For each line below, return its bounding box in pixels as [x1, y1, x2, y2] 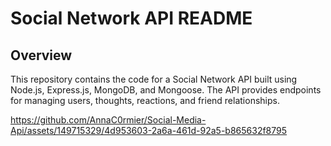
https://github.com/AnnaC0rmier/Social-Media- [10, 114, 207, 126]
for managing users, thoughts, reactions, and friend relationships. [10, 95, 280, 106]
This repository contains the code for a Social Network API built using [10, 73, 298, 85]
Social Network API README [10, 7, 253, 30]
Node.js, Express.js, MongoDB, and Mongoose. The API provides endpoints [10, 84, 322, 96]
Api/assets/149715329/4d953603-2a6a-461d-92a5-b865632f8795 [10, 125, 288, 136]
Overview [10, 47, 73, 64]
